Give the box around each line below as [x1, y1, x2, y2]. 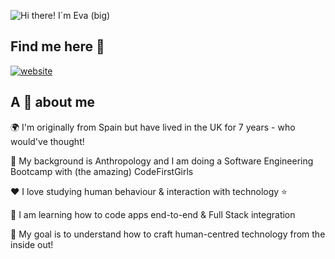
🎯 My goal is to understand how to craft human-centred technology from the [10, 228, 326, 240]
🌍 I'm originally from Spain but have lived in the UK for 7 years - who [10, 121, 296, 133]
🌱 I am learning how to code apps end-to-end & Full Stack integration [10, 208, 296, 220]
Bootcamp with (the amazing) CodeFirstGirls [10, 165, 194, 177]
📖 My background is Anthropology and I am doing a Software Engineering [10, 155, 314, 167]
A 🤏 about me [10, 94, 96, 111]
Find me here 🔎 [10, 38, 105, 55]
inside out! [10, 238, 54, 250]
